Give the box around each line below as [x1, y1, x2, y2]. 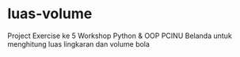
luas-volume [7, 5, 93, 23]
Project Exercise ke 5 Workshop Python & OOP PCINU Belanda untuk [7, 31, 233, 40]
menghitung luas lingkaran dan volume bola [7, 39, 150, 48]
